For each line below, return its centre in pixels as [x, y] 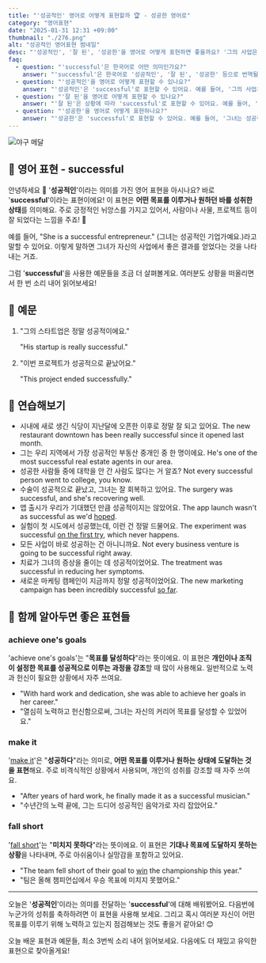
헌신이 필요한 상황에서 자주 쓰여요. [69, 678]
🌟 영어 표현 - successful [66, 170]
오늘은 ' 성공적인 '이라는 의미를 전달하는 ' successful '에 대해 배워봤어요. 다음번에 [131, 904]
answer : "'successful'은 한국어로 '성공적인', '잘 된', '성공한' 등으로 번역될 [141, 74]
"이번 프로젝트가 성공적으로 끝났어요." [78, 363]
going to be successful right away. [76, 553]
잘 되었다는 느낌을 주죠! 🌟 [47, 219]
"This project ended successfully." [76, 379]
